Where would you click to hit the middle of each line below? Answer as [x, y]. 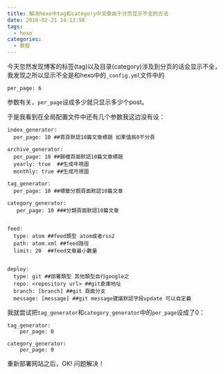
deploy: [18, 269]
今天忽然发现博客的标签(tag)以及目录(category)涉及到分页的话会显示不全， [114, 66]
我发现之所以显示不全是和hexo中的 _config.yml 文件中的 [86, 75]
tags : [15, 26]
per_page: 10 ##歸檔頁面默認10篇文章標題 [68, 157]
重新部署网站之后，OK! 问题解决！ [56, 364]
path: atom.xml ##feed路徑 [51, 244]
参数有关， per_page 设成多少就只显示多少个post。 [78, 102]
